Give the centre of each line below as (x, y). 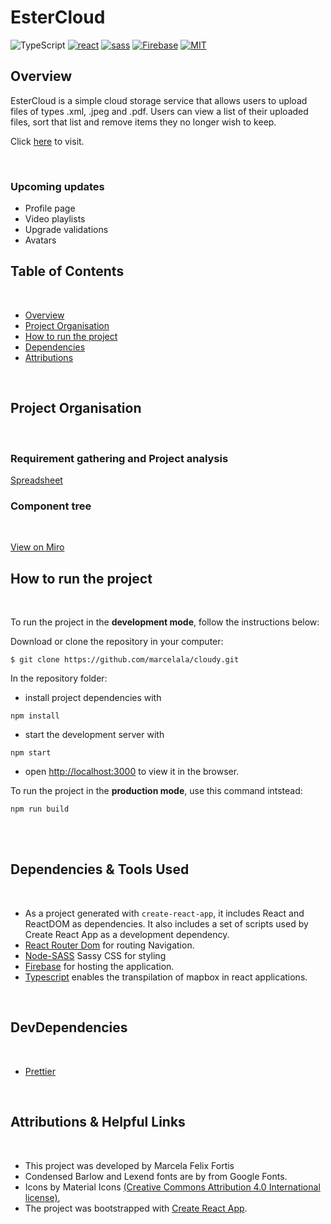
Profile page (50, 208)
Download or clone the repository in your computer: (117, 642)
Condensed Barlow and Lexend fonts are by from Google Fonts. (156, 1176)
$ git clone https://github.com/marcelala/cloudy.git (125, 660)
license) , (42, 1197)
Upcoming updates (57, 186)
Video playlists (55, 219)
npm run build (40, 809)
